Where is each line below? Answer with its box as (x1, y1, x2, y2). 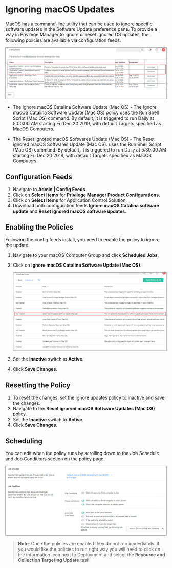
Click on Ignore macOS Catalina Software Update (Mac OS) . (12, 262, 142, 268)
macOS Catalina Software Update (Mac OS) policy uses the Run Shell (12, 109, 159, 116)
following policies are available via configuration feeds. (5, 37, 121, 43)
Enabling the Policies (5, 223, 74, 232)
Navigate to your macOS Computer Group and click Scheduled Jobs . (12, 252, 159, 258)
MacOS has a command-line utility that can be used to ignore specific (5, 21, 153, 27)
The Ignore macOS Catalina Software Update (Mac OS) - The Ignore (12, 104, 157, 110)
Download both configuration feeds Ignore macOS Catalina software (12, 202, 160, 209)
